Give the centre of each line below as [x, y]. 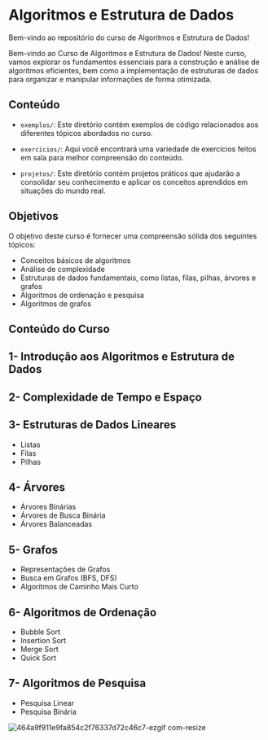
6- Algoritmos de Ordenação [83, 612]
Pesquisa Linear [47, 703]
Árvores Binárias [48, 507]
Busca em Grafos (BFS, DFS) [68, 578]
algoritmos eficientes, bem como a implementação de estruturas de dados [134, 70]
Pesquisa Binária [48, 712]
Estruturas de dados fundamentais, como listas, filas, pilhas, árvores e [138, 278]
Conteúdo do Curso [59, 328]
